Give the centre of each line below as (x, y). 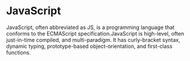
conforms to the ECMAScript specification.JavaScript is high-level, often (95, 33)
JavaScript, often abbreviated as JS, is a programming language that (90, 27)
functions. (18, 52)
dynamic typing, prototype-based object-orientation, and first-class (89, 46)
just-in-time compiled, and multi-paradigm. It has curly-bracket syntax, (93, 40)
